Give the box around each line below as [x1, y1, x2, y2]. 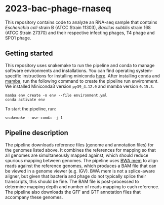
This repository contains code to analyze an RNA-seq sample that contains [5, 19, 158, 25]
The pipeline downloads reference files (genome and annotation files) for [5, 141, 154, 148]
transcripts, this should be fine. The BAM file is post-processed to [5, 178, 139, 184]
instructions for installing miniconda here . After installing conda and [22, 72, 160, 79]
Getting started [5, 49, 53, 58]
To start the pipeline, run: [5, 105, 56, 111]
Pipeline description [5, 129, 68, 137]
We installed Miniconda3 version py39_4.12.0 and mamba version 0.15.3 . [5, 83, 154, 89]
